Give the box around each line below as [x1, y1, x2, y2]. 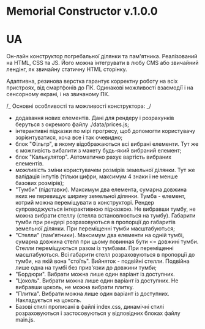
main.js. [15, 316, 35, 323]
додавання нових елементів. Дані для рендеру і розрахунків [15, 115, 174, 122]
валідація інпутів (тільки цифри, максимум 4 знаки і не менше [15, 173, 179, 180]
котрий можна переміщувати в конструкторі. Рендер [15, 199, 155, 206]
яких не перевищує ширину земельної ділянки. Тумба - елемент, [15, 192, 186, 200]
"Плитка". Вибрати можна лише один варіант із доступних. [15, 290, 170, 298]
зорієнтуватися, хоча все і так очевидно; [15, 134, 123, 142]
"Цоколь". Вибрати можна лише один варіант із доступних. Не [15, 277, 179, 284]
